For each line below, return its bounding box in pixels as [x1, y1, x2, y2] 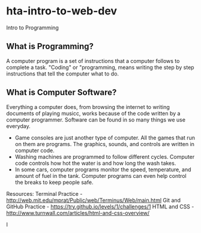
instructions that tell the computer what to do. [6, 70, 119, 77]
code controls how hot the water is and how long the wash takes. [14, 159, 176, 167]
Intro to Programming [6, 24, 59, 31]
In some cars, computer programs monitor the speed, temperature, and [14, 166, 191, 173]
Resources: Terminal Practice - [6, 190, 83, 197]
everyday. [6, 122, 31, 129]
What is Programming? [6, 41, 94, 52]
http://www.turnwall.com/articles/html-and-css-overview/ [6, 209, 150, 216]
